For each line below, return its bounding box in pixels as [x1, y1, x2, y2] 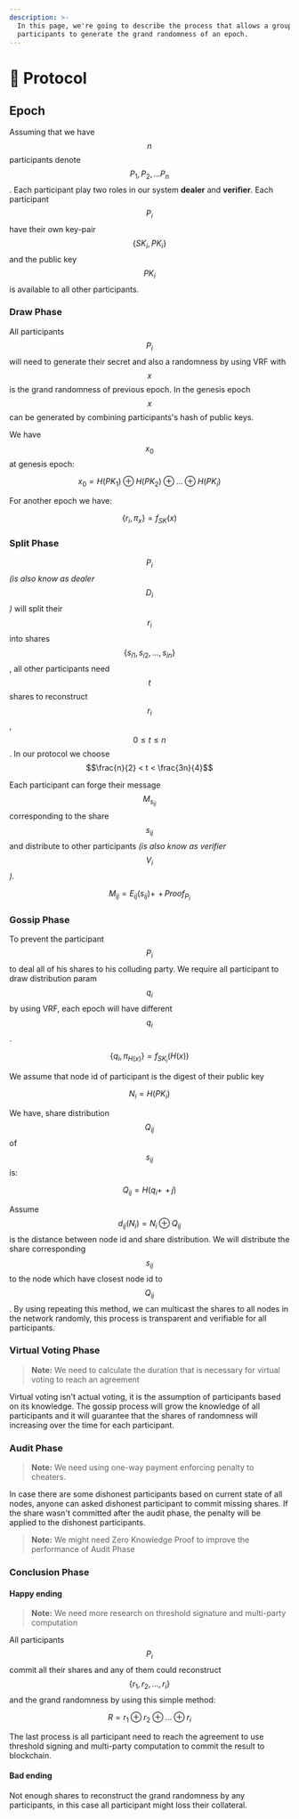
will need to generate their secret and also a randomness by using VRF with [9, 356, 287, 367]
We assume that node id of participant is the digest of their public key [9, 1071, 264, 1081]
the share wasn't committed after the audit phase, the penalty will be [9, 1508, 261, 1518]
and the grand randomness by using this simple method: [9, 1694, 216, 1705]
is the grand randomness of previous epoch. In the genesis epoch [9, 384, 251, 394]
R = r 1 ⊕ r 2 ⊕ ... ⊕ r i [108, 1711, 191, 1725]
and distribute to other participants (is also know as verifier [9, 841, 227, 852]
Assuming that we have [9, 126, 95, 138]
